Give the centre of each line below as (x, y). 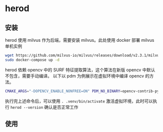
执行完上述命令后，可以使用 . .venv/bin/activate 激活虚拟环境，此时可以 (79, 101)
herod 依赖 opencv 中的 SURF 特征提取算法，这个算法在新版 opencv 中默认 (80, 70)
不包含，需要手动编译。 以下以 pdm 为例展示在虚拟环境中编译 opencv (75, 76)
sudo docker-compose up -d (32, 60)
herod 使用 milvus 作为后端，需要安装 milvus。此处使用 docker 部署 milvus (80, 40)
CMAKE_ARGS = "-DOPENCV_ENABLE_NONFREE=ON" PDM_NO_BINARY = (64, 91)
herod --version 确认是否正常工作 (44, 107)
